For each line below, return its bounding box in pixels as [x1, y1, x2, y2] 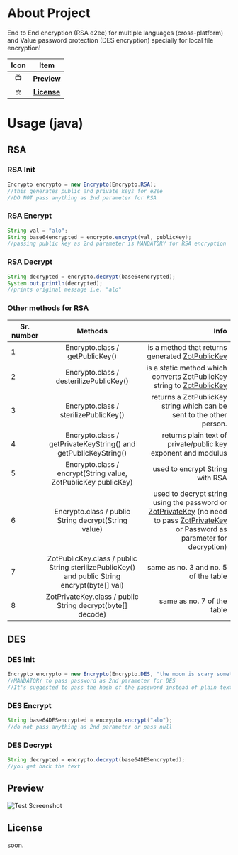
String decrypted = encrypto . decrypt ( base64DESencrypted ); [7, 756, 186, 763]
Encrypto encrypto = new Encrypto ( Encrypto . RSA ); [7, 181, 157, 188]
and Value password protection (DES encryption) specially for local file [7, 35, 214, 44]
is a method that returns [147, 342, 227, 352]
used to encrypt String [152, 463, 227, 473]
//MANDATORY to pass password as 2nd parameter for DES [7, 678, 176, 685]
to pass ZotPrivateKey [154, 515, 227, 525]
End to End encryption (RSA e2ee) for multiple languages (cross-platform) [7, 28, 224, 37]
